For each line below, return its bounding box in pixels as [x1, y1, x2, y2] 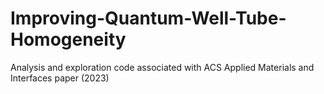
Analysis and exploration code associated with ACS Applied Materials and [10, 61, 315, 73]
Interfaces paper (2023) [10, 72, 110, 84]
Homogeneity [10, 28, 127, 51]
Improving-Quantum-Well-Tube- [10, 7, 287, 30]
